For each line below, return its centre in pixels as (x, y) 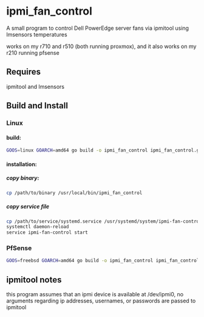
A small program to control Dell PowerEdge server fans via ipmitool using (98, 28)
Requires (24, 72)
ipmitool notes (34, 280)
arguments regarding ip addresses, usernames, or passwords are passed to (101, 301)
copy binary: (23, 178)
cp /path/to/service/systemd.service (54, 221)
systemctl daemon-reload (38, 227)
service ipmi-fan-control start (47, 232)
